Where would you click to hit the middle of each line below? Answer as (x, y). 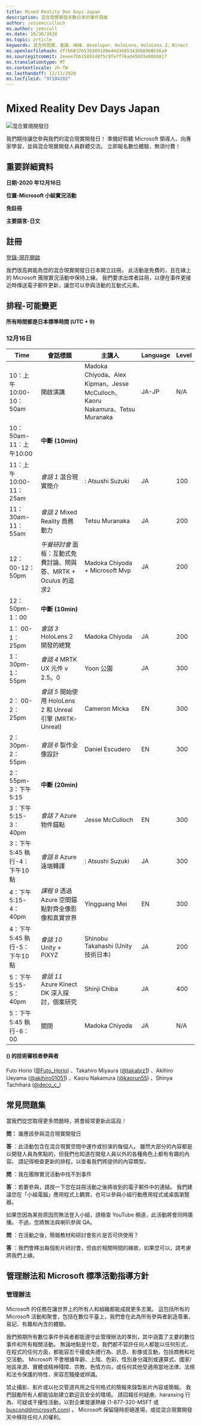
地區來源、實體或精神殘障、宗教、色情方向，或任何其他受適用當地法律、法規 (100, 1367)
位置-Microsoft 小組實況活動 (41, 195)
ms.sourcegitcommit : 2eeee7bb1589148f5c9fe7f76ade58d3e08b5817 (87, 56)
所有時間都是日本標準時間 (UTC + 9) (51, 321)
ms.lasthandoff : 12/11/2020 (41, 73)
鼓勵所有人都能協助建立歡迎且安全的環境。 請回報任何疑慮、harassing (98, 1394)
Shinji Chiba (101, 989)
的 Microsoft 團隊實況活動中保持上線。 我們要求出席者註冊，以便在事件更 (96, 278)
